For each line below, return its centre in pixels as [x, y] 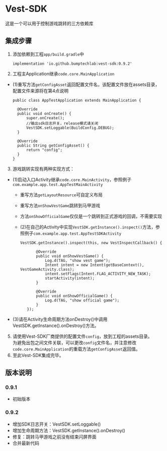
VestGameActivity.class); [47, 269]
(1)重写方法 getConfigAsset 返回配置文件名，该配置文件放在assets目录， [86, 84]
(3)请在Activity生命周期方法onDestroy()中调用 [60, 319]
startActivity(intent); [70, 278]
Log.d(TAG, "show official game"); [82, 300]
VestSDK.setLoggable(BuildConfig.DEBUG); [70, 128]
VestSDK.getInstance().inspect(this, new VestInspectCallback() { [91, 243]
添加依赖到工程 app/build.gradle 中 [48, 54]
